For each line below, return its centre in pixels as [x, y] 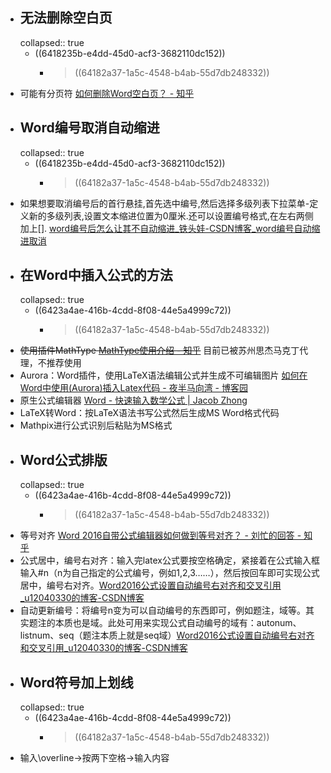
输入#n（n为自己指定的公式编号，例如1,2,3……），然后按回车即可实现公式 [169, 573]
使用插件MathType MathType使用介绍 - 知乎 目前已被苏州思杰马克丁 [159, 350]
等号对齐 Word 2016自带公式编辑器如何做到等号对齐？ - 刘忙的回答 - [160, 535]
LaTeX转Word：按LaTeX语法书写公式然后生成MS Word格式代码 [149, 413]
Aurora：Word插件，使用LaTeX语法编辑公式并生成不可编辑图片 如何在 [163, 375]
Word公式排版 [63, 459]
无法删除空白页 [66, 18]
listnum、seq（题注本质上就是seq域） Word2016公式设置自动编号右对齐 [167, 635]
